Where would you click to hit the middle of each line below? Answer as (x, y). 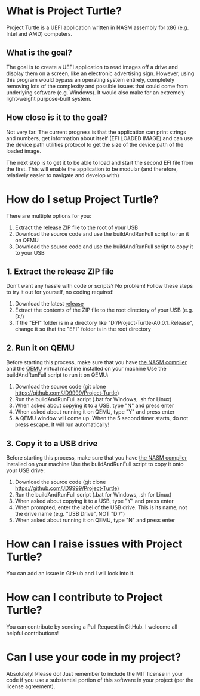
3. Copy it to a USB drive (52, 443)
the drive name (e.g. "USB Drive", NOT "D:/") (70, 513)
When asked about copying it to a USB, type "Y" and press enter (94, 501)
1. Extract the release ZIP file (60, 271)
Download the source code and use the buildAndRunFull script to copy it (104, 247)
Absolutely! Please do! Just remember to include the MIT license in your (95, 673)
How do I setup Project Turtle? (83, 199)
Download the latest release (49, 304)
